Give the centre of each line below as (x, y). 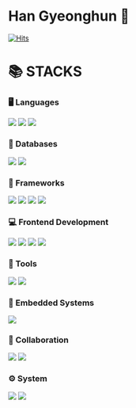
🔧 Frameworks (36, 183)
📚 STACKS (45, 72)
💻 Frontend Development (59, 222)
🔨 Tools (23, 264)
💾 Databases (33, 144)
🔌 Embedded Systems (51, 303)
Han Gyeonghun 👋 (69, 16)
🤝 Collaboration (39, 340)
